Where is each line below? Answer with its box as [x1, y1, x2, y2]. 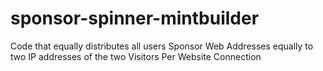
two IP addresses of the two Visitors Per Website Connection [10, 50, 262, 62]
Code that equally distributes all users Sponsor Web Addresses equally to [10, 40, 314, 52]
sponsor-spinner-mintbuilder [10, 7, 260, 30]
